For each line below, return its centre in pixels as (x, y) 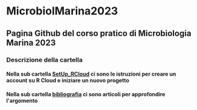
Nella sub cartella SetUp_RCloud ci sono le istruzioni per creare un (91, 74)
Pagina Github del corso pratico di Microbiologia (99, 33)
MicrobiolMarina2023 (62, 11)
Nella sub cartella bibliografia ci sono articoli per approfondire (86, 94)
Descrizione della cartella (44, 60)
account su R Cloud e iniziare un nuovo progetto (68, 81)
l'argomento (22, 100)
